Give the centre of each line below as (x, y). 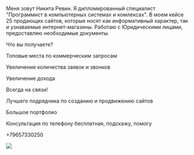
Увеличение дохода (31, 78)
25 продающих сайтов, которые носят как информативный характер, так (97, 21)
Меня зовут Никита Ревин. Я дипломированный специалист (81, 8)
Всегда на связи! (27, 89)
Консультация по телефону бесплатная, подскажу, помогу (79, 124)
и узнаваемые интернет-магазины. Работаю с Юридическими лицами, (94, 27)
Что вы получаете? (30, 44)
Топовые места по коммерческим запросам (62, 56)
